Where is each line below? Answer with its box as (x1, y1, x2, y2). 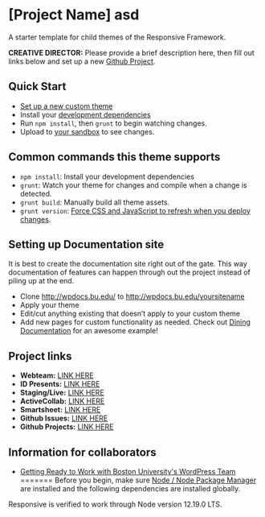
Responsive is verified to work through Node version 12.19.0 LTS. (8, 499, 222, 509)
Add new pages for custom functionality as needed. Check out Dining (19, 317, 251, 327)
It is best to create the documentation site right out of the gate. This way (8, 259, 247, 269)
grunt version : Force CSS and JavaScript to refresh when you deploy (19, 205, 251, 215)
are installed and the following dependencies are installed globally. (19, 484, 241, 493)
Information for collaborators (8, 445, 157, 459)
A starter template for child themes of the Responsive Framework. (8, 32, 226, 42)
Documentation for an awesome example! (19, 326, 158, 336)
